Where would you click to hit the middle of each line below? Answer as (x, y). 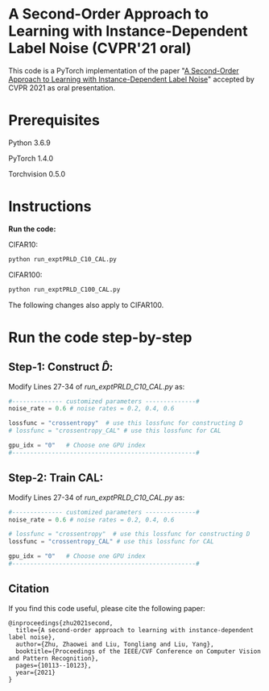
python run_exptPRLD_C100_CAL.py (64, 289)
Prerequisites (54, 121)
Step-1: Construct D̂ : (61, 367)
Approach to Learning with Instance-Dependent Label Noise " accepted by (132, 79)
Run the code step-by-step (100, 337)
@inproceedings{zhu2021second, (61, 623)
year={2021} (36, 672)
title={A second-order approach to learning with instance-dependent (134, 630)
